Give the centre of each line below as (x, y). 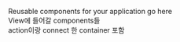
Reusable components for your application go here (90, 11)
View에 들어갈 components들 (54, 20)
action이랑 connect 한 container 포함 (66, 30)
